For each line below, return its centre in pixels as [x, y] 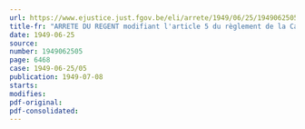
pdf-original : [36, 102]
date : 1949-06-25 [42, 35]
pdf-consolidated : [44, 111]
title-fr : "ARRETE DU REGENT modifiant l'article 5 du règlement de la [148, 26]
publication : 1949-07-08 [56, 77]
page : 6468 [30, 60]
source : [24, 43]
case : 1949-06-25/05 [49, 69]
